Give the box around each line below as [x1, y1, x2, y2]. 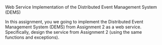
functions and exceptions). [5, 34, 60, 40]
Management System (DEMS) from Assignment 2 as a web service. [5, 24, 142, 30]
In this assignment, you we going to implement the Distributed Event [5, 19, 144, 24]
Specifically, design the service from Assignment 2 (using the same [5, 29, 142, 35]
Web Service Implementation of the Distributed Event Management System [5, 4, 158, 10]
